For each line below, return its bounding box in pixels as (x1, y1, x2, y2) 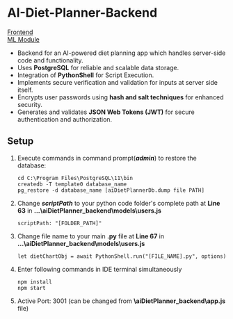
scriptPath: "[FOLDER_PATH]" (17, 220, 102, 227)
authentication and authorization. (17, 115, 113, 123)
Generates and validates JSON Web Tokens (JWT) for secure (17, 108, 195, 116)
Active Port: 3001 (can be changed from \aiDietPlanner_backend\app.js (17, 297, 226, 305)
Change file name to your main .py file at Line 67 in (17, 231, 165, 240)
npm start (17, 284, 47, 291)
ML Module (7, 35, 40, 43)
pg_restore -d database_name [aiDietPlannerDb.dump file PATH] (17, 186, 205, 194)
